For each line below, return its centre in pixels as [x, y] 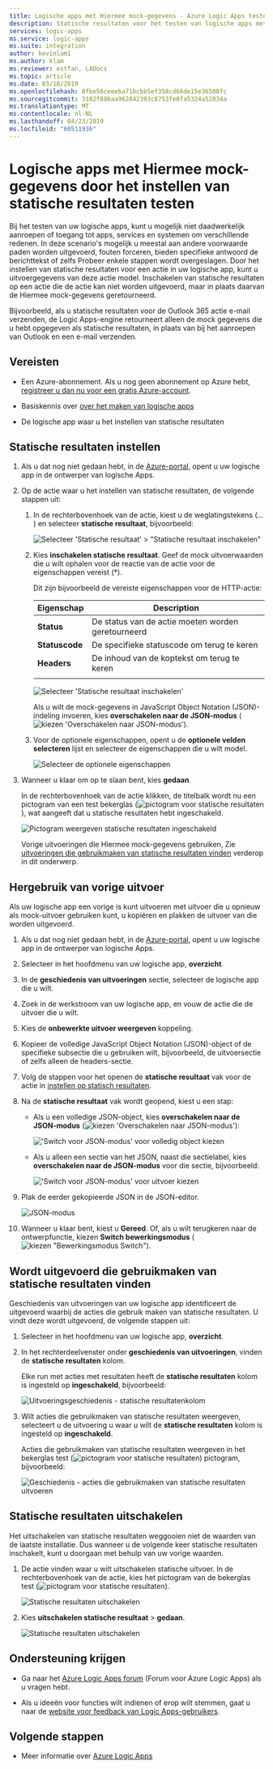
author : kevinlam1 [40, 54]
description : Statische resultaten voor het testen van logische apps [131, 24]
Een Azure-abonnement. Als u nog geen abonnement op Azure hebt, [135, 381]
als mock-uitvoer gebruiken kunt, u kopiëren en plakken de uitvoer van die [133, 915]
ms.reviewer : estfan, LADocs [58, 69]
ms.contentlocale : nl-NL [51, 114]
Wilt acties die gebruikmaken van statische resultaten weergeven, [131, 1416]
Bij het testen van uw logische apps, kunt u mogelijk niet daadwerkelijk [127, 226]
